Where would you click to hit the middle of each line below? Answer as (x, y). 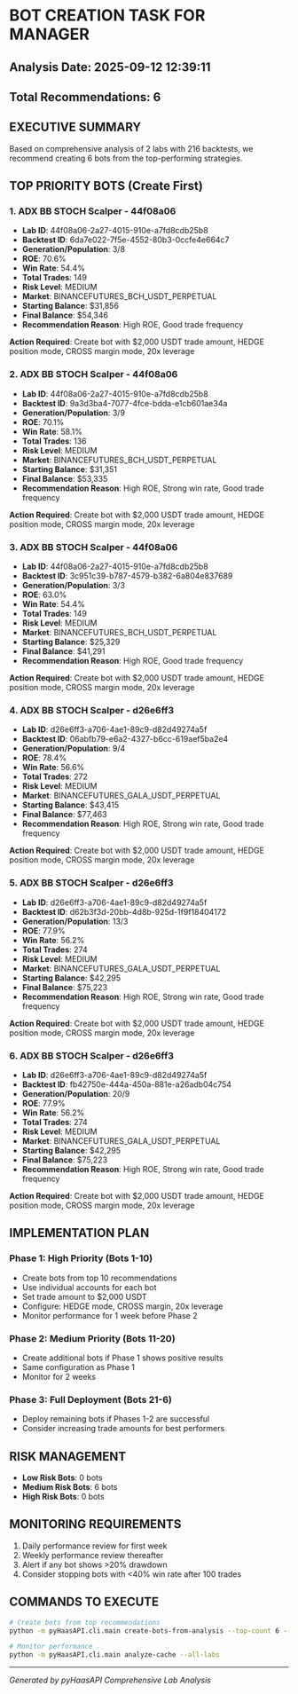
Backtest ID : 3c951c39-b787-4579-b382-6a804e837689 (127, 576)
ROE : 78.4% (44, 758)
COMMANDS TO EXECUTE (84, 1602)
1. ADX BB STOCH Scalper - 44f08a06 (93, 211)
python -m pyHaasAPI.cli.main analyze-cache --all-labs (114, 1655)
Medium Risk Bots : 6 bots (70, 1487)
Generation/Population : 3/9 (74, 413)
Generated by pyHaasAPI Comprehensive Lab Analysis (110, 1680)
